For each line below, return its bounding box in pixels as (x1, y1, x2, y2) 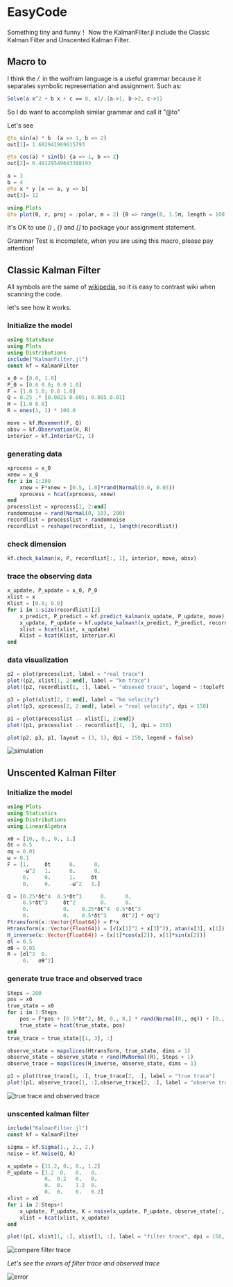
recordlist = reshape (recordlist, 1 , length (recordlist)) (7, 522, 178, 529)
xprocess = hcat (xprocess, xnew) (19, 491, 116, 497)
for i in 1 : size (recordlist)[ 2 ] (7, 606, 101, 613)
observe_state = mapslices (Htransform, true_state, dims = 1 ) (7, 1047, 191, 1055)
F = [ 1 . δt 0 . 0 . (7, 861, 101, 868)
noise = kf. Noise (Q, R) (7, 1150, 76, 1157)
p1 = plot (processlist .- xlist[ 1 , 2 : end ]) (7, 715, 135, 722)
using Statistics (7, 810, 58, 817)
